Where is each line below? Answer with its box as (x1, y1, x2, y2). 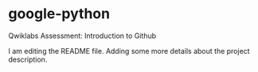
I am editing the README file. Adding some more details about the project (8, 46, 250, 55)
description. (8, 55, 48, 64)
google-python (8, 5, 110, 23)
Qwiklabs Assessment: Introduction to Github (8, 31, 157, 40)
